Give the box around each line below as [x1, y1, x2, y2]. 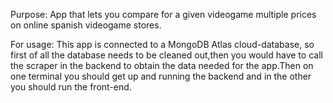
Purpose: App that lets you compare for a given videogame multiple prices [10, 9, 317, 20]
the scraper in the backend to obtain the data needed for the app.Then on [10, 60, 314, 71]
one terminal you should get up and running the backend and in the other [10, 70, 312, 82]
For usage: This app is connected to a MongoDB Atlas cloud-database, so [10, 39, 315, 50]
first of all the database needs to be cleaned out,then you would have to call [10, 49, 323, 61]
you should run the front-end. [10, 81, 132, 93]
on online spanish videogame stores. [10, 19, 162, 31]
